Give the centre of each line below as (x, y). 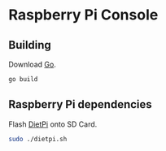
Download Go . (33, 64)
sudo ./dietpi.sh (38, 139)
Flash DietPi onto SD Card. (53, 124)
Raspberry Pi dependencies (80, 104)
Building (30, 45)
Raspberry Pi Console (83, 15)
